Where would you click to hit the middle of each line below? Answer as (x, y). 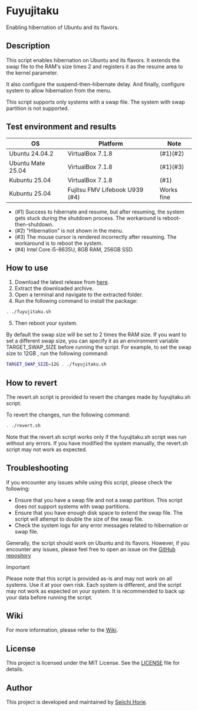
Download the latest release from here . (62, 282)
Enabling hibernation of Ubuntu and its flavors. (62, 27)
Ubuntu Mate (27, 163)
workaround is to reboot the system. (59, 243)
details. (15, 669)
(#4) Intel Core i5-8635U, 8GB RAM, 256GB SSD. (74, 249)
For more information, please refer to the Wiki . (62, 630)
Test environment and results (61, 127)
